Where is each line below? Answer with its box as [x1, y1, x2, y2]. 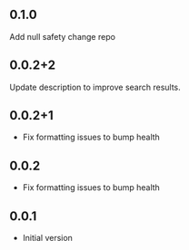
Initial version [22, 233, 73, 244]
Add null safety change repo [9, 31, 116, 42]
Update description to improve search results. [9, 82, 182, 92]
